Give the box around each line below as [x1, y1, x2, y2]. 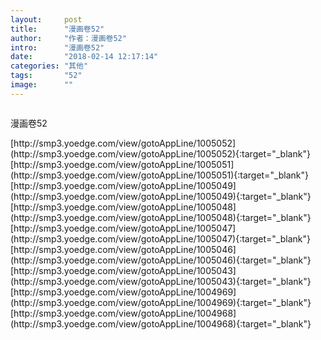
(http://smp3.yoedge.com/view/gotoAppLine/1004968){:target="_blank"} [10, 317, 312, 330]
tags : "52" [10, 71, 83, 81]
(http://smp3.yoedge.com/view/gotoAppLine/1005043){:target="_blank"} [10, 275, 312, 287]
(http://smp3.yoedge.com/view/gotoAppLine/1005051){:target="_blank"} [10, 169, 310, 181]
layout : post [10, 14, 83, 25]
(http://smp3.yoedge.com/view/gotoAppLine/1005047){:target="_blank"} [10, 232, 311, 245]
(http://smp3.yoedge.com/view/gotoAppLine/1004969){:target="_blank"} [10, 296, 312, 308]
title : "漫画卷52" [10, 24, 105, 34]
